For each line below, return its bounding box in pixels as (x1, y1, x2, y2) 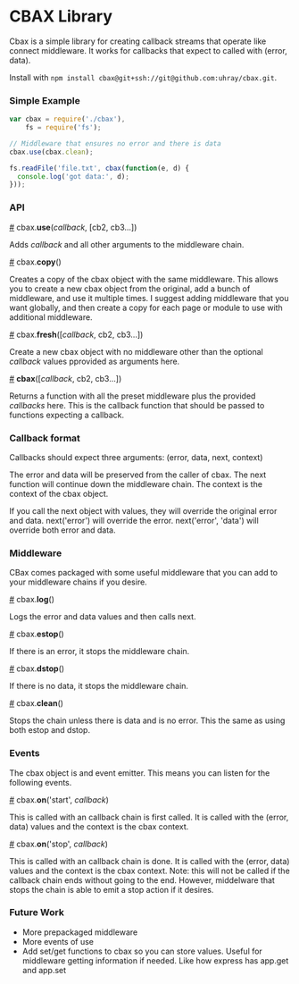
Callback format (9, 432, 80, 444)
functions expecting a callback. (9, 409, 125, 420)
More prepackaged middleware (21, 927, 138, 938)
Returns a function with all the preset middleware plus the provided (9, 391, 256, 401)
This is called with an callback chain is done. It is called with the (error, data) (9, 855, 290, 866)
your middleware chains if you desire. (9, 576, 147, 587)
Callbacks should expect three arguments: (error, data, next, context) (9, 451, 263, 462)
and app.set (21, 964, 67, 975)
